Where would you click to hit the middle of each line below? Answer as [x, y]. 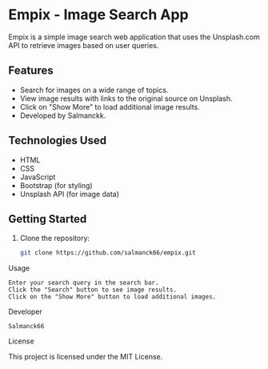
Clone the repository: [55, 239]
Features [31, 71]
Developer [25, 312]
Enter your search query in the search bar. [84, 283]
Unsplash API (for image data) [70, 194]
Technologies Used [57, 140]
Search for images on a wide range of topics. [94, 90]
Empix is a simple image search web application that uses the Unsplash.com [134, 37]
